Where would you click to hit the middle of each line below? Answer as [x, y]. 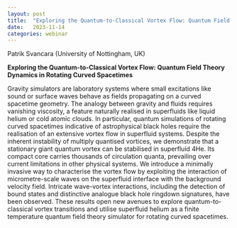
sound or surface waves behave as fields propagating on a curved [104, 96]
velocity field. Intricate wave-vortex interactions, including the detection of [116, 187]
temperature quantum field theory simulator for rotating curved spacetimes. [118, 217]
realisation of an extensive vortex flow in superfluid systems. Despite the [114, 134]
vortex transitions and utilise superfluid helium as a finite [117, 209]
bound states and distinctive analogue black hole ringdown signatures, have [118, 194]
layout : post [27, 14]
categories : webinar [38, 34]
